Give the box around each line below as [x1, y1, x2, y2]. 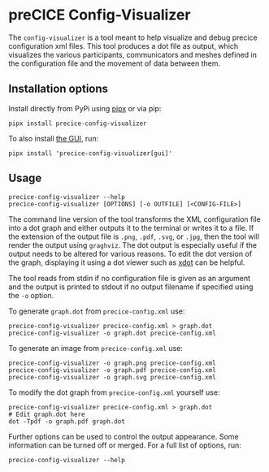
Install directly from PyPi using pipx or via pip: [8, 103, 162, 113]
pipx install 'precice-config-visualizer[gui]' [8, 149, 173, 158]
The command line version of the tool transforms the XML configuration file [8, 214, 262, 224]
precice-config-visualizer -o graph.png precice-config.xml [8, 359, 217, 367]
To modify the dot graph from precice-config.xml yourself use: [8, 388, 220, 397]
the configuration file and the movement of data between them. [8, 58, 221, 68]
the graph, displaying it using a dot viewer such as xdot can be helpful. [8, 258, 245, 267]
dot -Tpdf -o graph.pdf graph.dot [8, 417, 126, 426]
